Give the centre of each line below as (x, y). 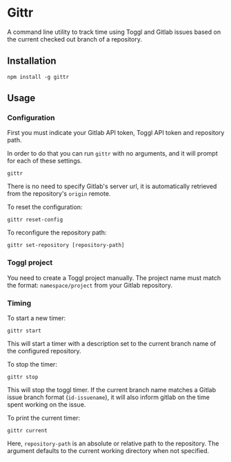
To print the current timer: (44, 418)
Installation (32, 61)
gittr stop (23, 377)
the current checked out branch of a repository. (75, 39)
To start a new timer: (37, 318)
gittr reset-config (35, 220)
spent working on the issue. (47, 405)
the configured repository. (44, 351)
